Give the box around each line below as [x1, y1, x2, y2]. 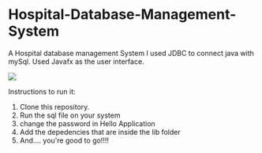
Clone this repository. [19, 102, 90, 111]
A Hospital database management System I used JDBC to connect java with [8, 48, 255, 58]
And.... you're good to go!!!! [19, 136, 109, 145]
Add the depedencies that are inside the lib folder [19, 127, 182, 136]
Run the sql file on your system [19, 110, 121, 120]
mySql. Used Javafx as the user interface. [8, 57, 144, 66]
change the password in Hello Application [19, 118, 155, 128]
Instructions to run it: [8, 87, 77, 96]
